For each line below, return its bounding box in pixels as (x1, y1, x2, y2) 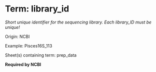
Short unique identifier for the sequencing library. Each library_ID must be (5, 19, 152, 25)
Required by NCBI (5, 61, 42, 67)
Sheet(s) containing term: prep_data (5, 52, 77, 58)
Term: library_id (5, 3, 69, 14)
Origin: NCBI (5, 34, 30, 39)
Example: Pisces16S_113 (5, 43, 52, 48)
